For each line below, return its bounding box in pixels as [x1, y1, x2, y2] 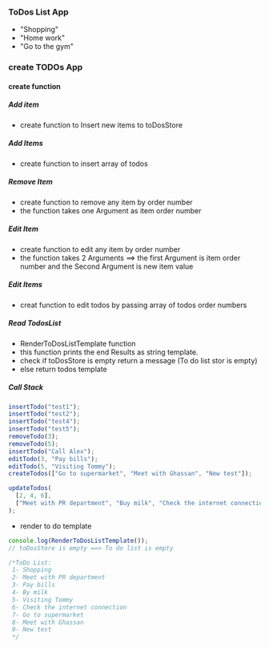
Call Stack [8, 383, 44, 392]
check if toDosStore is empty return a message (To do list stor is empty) [19, 355, 258, 365]
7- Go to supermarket [11, 610, 84, 619]
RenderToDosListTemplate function [19, 338, 136, 348]
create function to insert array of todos [19, 159, 148, 168]
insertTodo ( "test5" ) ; [8, 425, 81, 433]
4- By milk [11, 589, 48, 597]
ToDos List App [8, 6, 70, 18]
